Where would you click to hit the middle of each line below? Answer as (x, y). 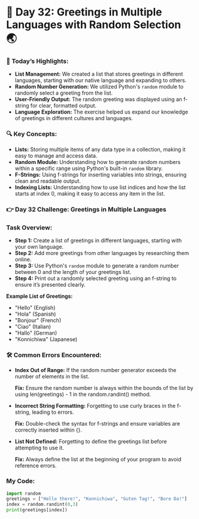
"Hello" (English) (35, 308)
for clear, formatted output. (64, 106)
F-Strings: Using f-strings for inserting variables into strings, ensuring (101, 174)
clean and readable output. (48, 181)
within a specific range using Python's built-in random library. (89, 168)
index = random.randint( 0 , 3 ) (42, 505)
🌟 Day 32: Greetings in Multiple (84, 12)
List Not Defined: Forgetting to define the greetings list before (91, 442)
